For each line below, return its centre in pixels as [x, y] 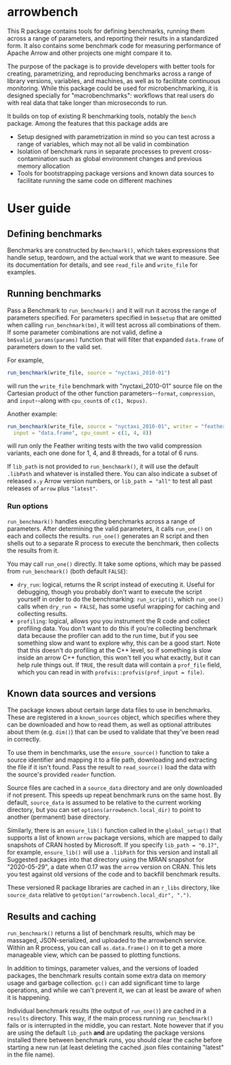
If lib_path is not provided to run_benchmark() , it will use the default [103, 466]
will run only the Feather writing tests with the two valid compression [104, 446]
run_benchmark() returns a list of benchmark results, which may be [101, 933]
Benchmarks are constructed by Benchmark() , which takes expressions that [113, 250]
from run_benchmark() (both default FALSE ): [67, 571]
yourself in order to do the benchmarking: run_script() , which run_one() [120, 599]
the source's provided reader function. [62, 775]
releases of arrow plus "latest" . [52, 488]
